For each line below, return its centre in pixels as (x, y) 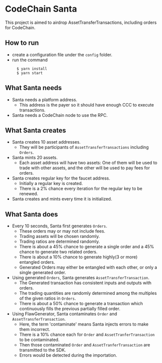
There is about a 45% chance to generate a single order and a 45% (87, 247)
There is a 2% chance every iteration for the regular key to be (81, 189)
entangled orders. (37, 262)
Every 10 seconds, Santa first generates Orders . (60, 226)
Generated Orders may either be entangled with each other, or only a (88, 267)
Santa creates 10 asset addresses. (46, 142)
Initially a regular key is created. (51, 183)
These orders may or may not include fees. (62, 231)
